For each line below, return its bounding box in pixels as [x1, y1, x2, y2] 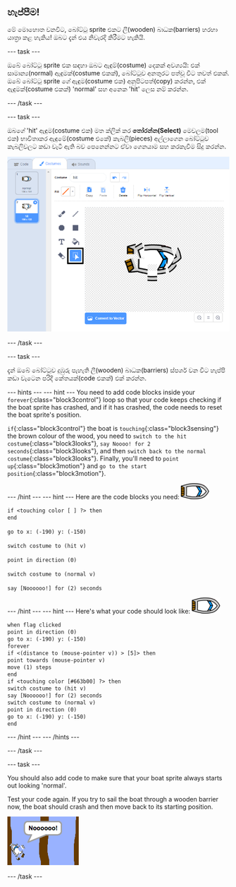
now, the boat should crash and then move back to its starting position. [7, 802, 213, 811]
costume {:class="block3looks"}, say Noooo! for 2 [7, 439, 151, 448]
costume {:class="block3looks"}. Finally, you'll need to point [7, 454, 180, 463]
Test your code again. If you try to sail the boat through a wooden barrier [7, 794, 219, 803]
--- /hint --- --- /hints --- [7, 732, 80, 741]
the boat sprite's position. [7, 410, 82, 419]
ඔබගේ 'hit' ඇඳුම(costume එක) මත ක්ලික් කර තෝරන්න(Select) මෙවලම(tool [7, 126, 218, 134]
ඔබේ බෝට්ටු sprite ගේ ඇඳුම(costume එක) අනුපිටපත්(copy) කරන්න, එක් [7, 76, 206, 85]
